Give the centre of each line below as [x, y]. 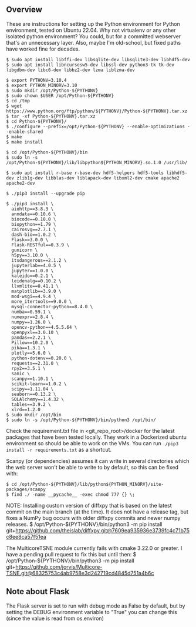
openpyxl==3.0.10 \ [35, 332]
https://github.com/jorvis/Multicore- [59, 566]
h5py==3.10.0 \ [30, 255]
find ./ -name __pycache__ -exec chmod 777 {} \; [73, 494]
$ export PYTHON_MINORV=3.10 [42, 85]
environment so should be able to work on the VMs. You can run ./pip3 [92, 443]
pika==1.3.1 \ [28, 348]
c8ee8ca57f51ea [26, 536]
